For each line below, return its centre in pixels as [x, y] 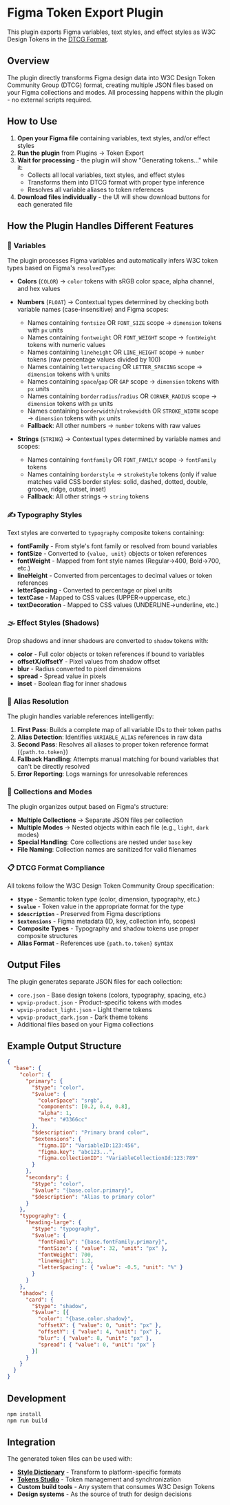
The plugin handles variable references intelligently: [81, 716]
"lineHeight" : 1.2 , [66, 1261]
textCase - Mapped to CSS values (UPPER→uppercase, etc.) [104, 597]
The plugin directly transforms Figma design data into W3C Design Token [111, 77]
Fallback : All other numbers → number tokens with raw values [114, 426]
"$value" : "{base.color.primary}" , [83, 1190]
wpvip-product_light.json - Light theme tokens [85, 1009]
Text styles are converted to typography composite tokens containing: [106, 532]
